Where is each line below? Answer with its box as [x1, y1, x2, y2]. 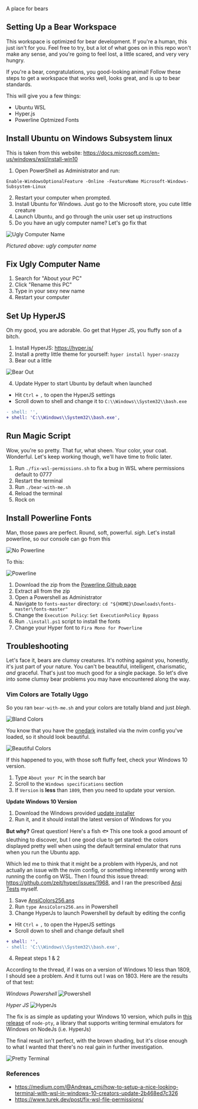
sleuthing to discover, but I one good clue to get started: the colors [6, 836, 168, 843]
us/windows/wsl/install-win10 [6, 155, 78, 162]
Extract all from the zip [14, 587, 70, 594]
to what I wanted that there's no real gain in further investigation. [6, 1043, 164, 1050]
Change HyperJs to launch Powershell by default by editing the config [14, 909, 186, 917]
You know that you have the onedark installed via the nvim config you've [6, 727, 183, 734]
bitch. [6, 333, 20, 340]
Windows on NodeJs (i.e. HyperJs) [6, 1026, 92, 1033]
